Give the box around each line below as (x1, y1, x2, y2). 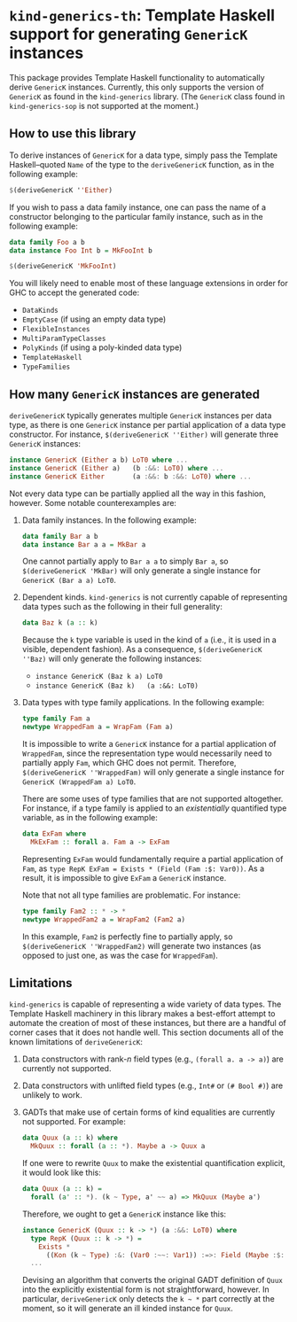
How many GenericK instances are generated (9, 386, 260, 401)
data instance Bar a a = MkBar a (21, 540, 146, 549)
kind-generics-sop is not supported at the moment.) (9, 100, 199, 111)
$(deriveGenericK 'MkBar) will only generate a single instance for (21, 565, 262, 576)
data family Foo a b (9, 237, 86, 246)
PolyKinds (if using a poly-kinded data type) (21, 342, 183, 353)
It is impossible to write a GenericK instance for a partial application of (21, 739, 277, 750)
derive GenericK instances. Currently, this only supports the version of (9, 82, 264, 92)
